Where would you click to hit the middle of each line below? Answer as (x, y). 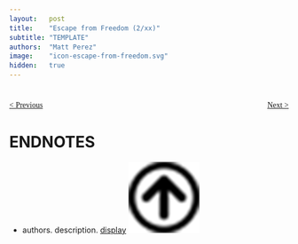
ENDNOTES (52, 142)
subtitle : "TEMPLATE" (49, 37)
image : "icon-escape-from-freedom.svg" (89, 56)
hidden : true (37, 66)
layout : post (37, 19)
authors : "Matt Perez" (53, 47)
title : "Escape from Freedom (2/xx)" (85, 28)
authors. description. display (74, 230)
